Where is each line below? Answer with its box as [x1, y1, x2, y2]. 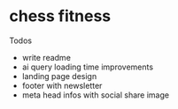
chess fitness [9, 6, 112, 26]
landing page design [21, 70, 97, 81]
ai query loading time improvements [21, 62, 153, 72]
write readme [21, 52, 71, 62]
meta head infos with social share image [21, 90, 170, 100]
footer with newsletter [21, 80, 103, 91]
